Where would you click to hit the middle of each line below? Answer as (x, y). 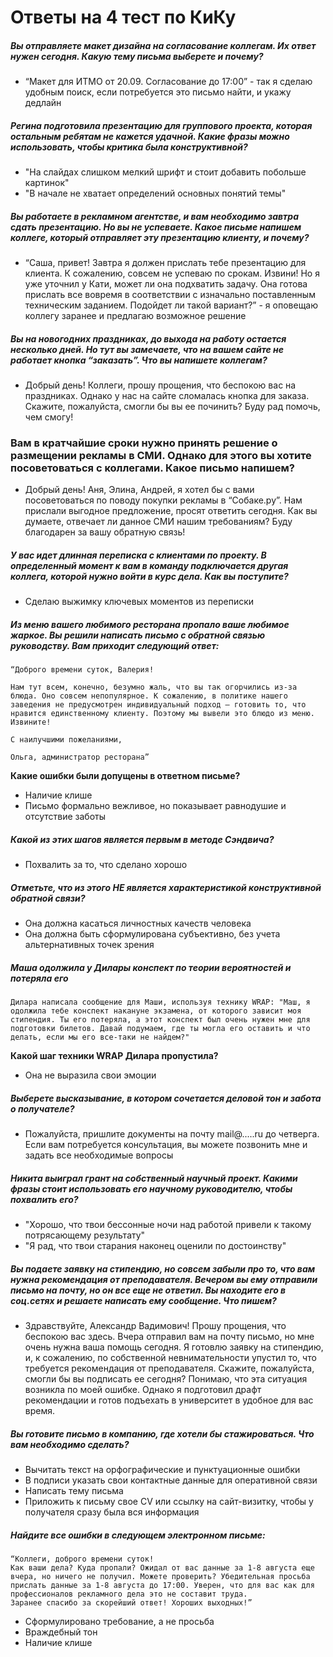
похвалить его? (44, 1199)
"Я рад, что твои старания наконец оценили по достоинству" (155, 1246)
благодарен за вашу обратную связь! (105, 532)
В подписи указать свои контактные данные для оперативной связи (171, 1480)
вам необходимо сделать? (70, 1444)
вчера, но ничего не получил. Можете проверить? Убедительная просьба (160, 1577)
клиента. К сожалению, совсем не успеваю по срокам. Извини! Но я (172, 273)
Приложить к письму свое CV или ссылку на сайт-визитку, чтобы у (169, 1502)
